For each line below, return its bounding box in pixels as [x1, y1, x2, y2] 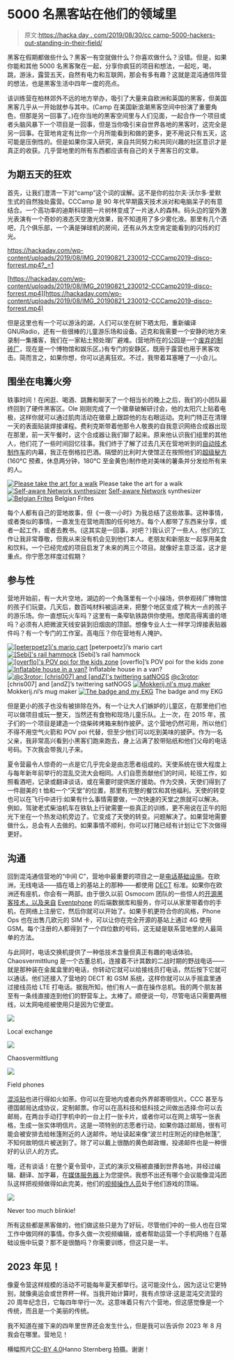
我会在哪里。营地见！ [7, 1330, 68, 1338]
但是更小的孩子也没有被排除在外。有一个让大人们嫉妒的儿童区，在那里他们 [7, 702, 221, 710]
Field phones [7, 1080, 45, 1089]
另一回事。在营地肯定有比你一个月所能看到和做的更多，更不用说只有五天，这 [7, 128, 227, 137]
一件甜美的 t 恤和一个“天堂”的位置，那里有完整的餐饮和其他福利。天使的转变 [7, 786, 226, 795]
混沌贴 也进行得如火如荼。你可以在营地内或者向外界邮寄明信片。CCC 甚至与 [7, 1095, 224, 1103]
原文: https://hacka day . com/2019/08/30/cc [24, 31, 152, 39]
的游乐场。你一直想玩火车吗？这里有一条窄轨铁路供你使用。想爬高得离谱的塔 [7, 612, 227, 620]
